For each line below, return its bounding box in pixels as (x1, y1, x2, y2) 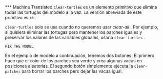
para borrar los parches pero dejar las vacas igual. (21, 68, 123, 74)
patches (5, 69, 21, 74)
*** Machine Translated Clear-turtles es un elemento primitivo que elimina (5, 4, 157, 10)
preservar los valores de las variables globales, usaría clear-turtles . (5, 34, 145, 40)
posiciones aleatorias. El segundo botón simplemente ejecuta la (5, 63, 133, 69)
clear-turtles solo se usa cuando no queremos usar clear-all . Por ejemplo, (5, 24, 159, 30)
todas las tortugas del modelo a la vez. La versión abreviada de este (5, 9, 142, 15)
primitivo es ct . (5, 15, 37, 20)
